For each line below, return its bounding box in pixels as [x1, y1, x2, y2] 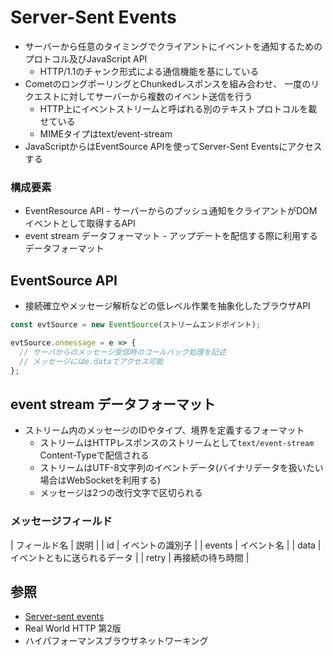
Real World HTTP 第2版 [24, 622, 122, 635]
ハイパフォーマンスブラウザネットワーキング [24, 635, 209, 647]
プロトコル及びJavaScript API [24, 52, 148, 65]
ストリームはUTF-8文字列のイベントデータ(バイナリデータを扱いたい [39, 462, 324, 474]
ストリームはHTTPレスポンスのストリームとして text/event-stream [39, 437, 315, 449]
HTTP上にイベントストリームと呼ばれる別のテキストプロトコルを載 [39, 102, 318, 115]
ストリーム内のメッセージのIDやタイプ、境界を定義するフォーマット [24, 424, 305, 436]
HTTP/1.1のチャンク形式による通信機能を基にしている [39, 65, 260, 77]
